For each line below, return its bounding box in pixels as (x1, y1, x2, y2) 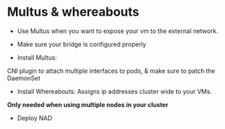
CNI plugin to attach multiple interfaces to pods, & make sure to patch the (7, 67, 215, 75)
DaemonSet (7, 73, 41, 82)
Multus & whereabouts (7, 4, 140, 20)
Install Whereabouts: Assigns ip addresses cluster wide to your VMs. (17, 87, 212, 95)
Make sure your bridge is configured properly (17, 40, 147, 48)
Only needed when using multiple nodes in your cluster (7, 100, 169, 108)
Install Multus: (17, 53, 57, 62)
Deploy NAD (17, 114, 53, 122)
